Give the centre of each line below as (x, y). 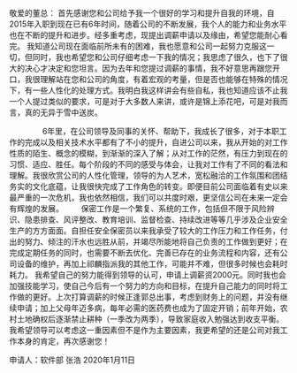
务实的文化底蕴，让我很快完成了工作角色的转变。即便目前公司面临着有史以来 (148, 186)
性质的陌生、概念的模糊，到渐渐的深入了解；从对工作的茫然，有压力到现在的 (148, 153)
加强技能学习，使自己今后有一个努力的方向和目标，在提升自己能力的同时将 (145, 286)
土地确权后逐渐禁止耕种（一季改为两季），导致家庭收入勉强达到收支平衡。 (150, 319)
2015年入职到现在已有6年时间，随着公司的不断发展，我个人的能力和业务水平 (148, 24)
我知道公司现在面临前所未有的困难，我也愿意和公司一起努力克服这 (146, 46)
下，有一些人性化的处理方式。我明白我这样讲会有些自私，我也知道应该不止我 (148, 90)
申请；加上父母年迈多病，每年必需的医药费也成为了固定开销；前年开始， (148, 308)
